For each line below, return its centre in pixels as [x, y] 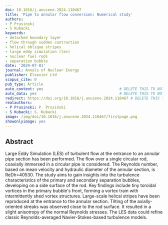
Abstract [19, 142]
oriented [14, 207]
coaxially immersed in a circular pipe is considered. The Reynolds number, [82, 164]
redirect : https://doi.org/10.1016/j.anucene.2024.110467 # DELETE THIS [82, 98]
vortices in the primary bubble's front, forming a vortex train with [72, 191]
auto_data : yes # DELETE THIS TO [80, 93]
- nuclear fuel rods [27, 56]
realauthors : [19, 103]
